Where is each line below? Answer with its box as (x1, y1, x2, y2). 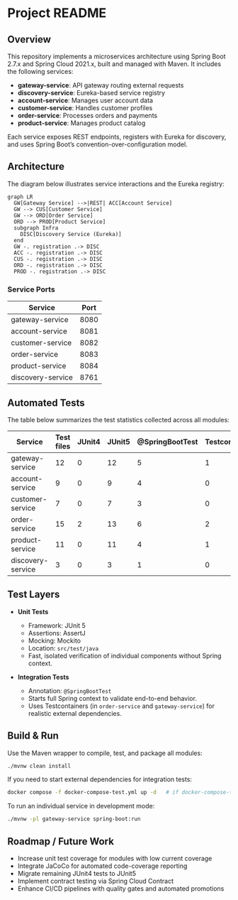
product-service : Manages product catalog (17, 119, 146, 127)
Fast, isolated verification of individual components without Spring (28, 651, 222, 660)
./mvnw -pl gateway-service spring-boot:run (7, 815, 141, 823)
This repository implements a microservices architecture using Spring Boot (7, 52, 226, 60)
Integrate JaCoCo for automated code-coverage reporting (17, 862, 188, 870)
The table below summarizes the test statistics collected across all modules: (7, 415, 230, 424)
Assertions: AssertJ (28, 628, 86, 637)
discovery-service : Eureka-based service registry (17, 89, 165, 97)
